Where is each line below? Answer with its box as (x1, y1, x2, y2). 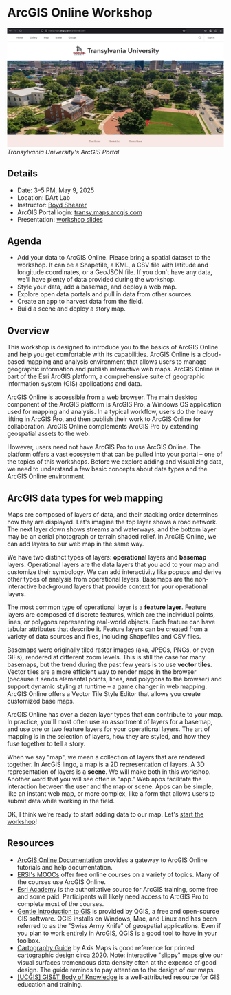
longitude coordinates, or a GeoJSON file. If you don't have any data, (16, 268, 213, 276)
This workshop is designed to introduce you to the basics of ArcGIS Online (7, 343, 219, 351)
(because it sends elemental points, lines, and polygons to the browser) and (7, 675, 222, 684)
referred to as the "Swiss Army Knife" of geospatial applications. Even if (16, 921, 221, 930)
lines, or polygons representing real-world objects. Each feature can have (7, 618, 215, 626)
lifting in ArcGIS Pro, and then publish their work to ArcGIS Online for (7, 415, 201, 423)
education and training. (16, 980, 83, 988)
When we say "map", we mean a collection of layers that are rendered (7, 753, 205, 761)
